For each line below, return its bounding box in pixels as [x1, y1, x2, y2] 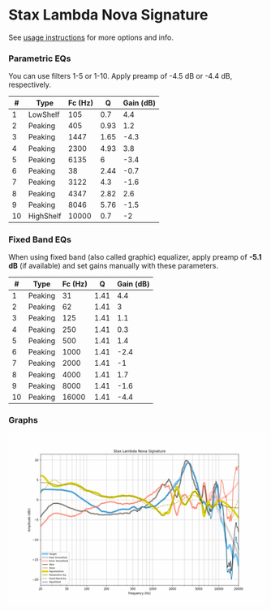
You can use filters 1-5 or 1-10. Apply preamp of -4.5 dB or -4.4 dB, [8, 71, 233, 81]
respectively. [8, 80, 51, 90]
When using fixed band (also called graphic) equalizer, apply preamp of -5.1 [8, 252, 262, 262]
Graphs [8, 415, 38, 426]
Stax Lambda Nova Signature [8, 6, 209, 24]
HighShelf [28, 211, 62, 221]
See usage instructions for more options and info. [8, 32, 174, 42]
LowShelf [28, 110, 60, 119]
